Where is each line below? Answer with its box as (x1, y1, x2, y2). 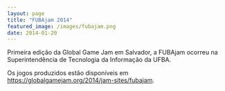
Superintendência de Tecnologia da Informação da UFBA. (7, 56, 172, 64)
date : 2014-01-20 (7, 29, 57, 37)
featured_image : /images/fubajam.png (7, 23, 116, 30)
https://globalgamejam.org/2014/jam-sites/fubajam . (7, 77, 154, 85)
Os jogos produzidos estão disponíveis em (7, 69, 129, 77)
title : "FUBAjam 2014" (7, 17, 73, 23)
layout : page (7, 10, 45, 17)
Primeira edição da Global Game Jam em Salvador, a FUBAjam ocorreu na (7, 48, 218, 57)
